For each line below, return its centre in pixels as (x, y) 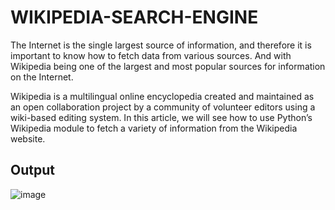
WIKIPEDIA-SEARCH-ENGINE (134, 17)
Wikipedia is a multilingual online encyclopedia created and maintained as (162, 96)
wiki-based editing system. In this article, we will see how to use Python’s (161, 117)
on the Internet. (42, 77)
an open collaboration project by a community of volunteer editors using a (163, 107)
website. (28, 138)
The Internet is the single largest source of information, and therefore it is (161, 45)
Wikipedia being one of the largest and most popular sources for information (168, 66)
